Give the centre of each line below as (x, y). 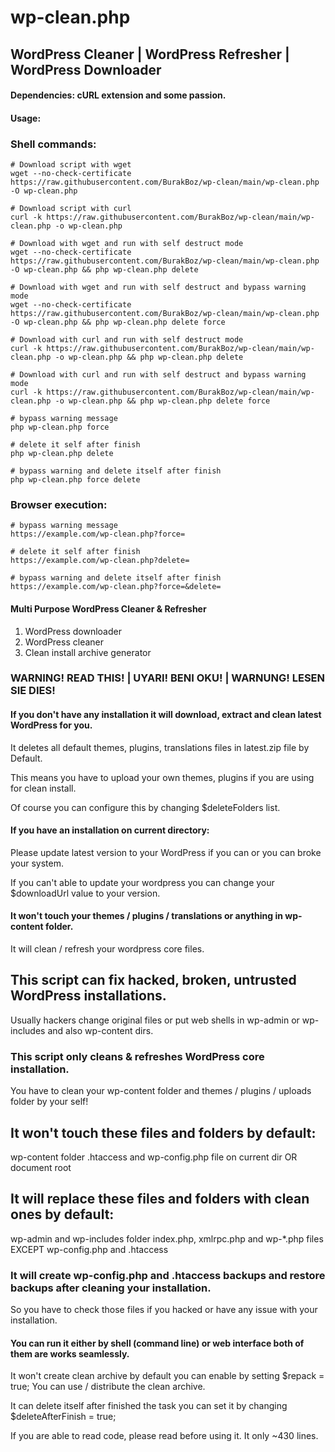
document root (41, 1168)
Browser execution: (59, 504)
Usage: (26, 118)
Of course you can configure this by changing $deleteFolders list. (145, 807)
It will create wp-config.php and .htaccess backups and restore (168, 1275)
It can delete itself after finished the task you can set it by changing (149, 1406)
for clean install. (43, 788)
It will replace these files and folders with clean (160, 1199)
